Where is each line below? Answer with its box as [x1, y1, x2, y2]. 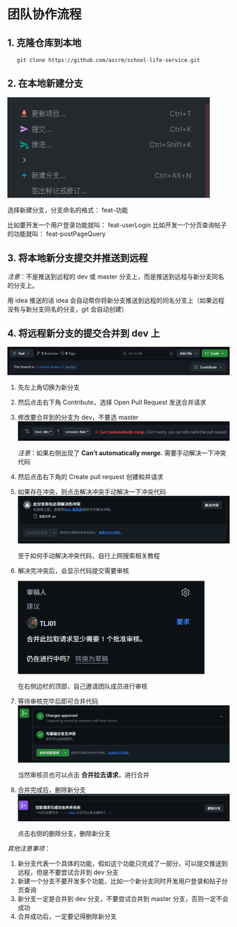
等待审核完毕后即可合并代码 [17, 696, 99, 705]
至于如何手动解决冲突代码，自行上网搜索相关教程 [17, 551, 160, 559]
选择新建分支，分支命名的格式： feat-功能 [7, 205, 128, 214]
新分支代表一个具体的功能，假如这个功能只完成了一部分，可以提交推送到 [17, 859, 228, 868]
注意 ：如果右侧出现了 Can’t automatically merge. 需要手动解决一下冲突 [17, 449, 226, 457]
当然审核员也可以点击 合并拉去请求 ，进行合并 [17, 770, 150, 779]
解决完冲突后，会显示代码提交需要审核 [17, 566, 129, 575]
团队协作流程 [7, 6, 83, 23]
